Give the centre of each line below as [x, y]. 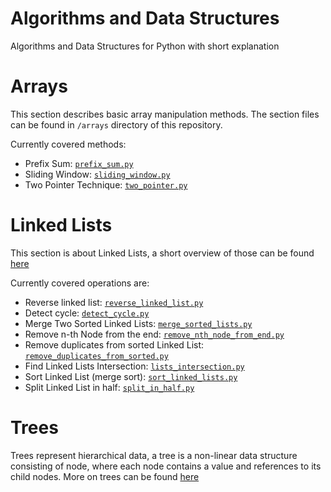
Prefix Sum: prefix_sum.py [79, 163]
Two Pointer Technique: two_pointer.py [106, 184]
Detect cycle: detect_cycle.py [87, 313]
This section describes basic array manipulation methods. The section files [165, 114]
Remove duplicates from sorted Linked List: [114, 344]
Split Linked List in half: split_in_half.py [109, 387]
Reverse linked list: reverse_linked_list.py [114, 302]
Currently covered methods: [68, 144]
